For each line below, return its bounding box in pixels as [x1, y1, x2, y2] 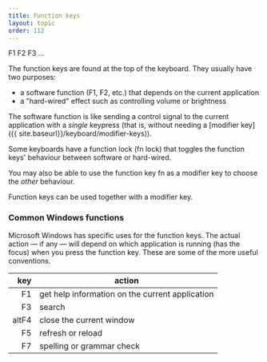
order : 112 [8, 26, 45, 34]
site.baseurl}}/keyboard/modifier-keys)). [18, 129, 152, 138]
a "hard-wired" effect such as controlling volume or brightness [19, 97, 226, 106]
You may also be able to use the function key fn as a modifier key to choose [8, 169, 258, 178]
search [39, 301, 66, 312]
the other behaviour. [8, 177, 75, 186]
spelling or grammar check [39, 340, 140, 352]
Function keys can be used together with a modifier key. [8, 193, 193, 202]
